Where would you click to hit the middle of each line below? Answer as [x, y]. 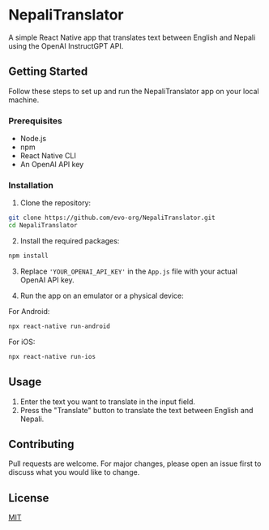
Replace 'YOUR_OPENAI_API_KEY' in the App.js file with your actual [128, 271]
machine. [24, 100]
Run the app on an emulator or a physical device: [102, 295]
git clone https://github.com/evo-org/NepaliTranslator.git [112, 218]
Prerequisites [35, 121]
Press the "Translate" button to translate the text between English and [137, 410]
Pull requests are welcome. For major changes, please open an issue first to [135, 463]
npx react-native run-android [60, 326]
